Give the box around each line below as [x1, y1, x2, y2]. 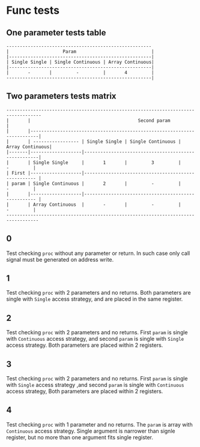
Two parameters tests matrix [6, 91, 117, 101]
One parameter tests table [6, 28, 106, 38]
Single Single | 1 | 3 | [32, 160, 181, 166]
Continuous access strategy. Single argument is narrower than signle [6, 427, 175, 434]
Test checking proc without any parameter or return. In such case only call [6, 250, 190, 257]
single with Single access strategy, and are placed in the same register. [6, 295, 183, 303]
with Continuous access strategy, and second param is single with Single [6, 335, 184, 343]
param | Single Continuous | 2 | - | [11, 181, 181, 187]
